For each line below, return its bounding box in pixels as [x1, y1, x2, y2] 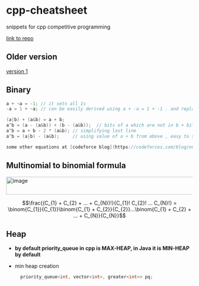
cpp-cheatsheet [6, 4, 88, 17]
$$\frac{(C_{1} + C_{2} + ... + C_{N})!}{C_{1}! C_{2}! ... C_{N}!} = [22, 199, 177, 206]
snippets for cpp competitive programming [6, 23, 111, 30]
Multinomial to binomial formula [6, 161, 126, 171]
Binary [6, 85, 31, 95]
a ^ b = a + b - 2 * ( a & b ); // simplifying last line [6, 128, 137, 134]
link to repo [6, 34, 34, 42]
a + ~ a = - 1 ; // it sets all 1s [6, 100, 86, 107]
